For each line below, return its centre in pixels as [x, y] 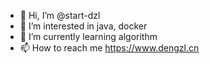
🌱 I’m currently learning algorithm [88, 36]
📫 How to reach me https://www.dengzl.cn [109, 48]
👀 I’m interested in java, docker [83, 26]
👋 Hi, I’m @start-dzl [60, 15]
